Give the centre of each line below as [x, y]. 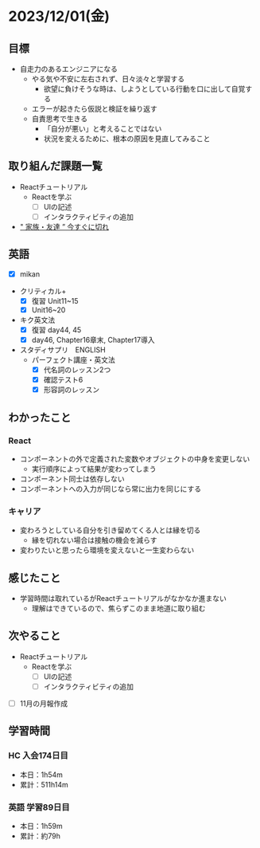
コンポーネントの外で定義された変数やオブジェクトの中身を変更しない [135, 458]
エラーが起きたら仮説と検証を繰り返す [94, 109]
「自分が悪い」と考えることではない [103, 129]
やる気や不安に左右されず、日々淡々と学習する [108, 79]
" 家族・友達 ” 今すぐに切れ [64, 226]
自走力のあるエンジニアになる [68, 69]
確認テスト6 [63, 380]
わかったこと [40, 417]
